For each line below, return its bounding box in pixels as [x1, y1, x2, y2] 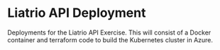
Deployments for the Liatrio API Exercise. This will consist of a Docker [7, 28, 211, 37]
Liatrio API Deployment [7, 5, 146, 21]
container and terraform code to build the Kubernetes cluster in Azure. [7, 35, 214, 44]
